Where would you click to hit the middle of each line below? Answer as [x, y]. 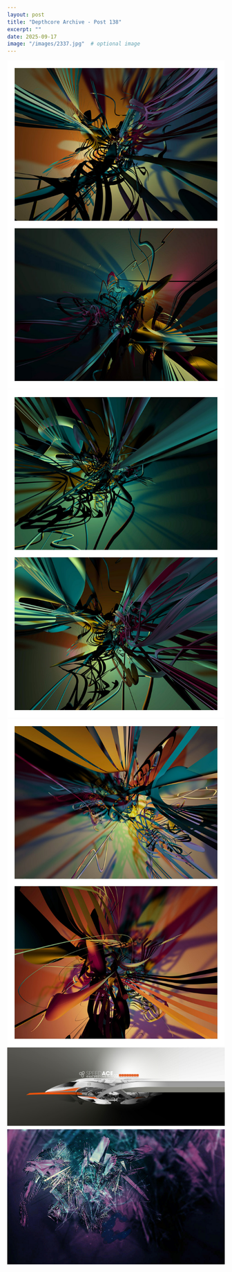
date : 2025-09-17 [32, 37]
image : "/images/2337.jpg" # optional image [74, 44]
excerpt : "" [24, 29]
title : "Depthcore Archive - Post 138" [65, 22]
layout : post [26, 15]
